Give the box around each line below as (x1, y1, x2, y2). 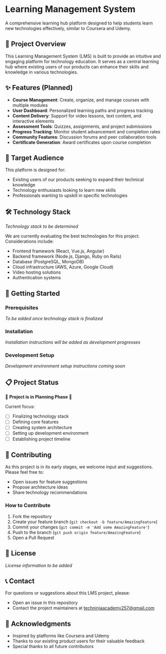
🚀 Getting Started (5, 289, 60, 298)
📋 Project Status (5, 378, 59, 387)
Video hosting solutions (12, 269, 61, 275)
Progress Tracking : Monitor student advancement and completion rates (12, 128, 161, 134)
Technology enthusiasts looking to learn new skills (12, 187, 116, 193)
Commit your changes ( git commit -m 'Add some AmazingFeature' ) (12, 524, 150, 530)
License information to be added (5, 562, 72, 568)
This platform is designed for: (5, 167, 66, 173)
